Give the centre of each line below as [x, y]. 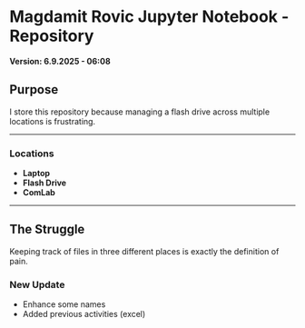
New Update [37, 284]
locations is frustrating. [53, 121]
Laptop [36, 174]
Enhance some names [64, 304]
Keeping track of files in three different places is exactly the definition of [144, 251]
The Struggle [47, 229]
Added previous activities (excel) [84, 314]
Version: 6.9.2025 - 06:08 [60, 61]
